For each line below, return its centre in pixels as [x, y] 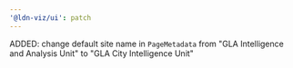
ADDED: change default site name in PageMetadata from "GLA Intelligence [146, 44]
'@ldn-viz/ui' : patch [51, 18]
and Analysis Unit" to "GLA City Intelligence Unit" [101, 53]
